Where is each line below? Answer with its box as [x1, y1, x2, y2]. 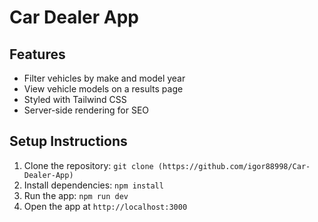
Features [9, 46, 66, 63]
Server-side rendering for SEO [23, 104, 150, 116]
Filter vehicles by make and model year [23, 72, 186, 84]
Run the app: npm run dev [23, 189, 129, 201]
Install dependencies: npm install [23, 179, 164, 191]
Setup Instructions [9, 133, 128, 150]
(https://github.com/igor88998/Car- [157, 161, 311, 171]
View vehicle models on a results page [23, 83, 184, 95]
